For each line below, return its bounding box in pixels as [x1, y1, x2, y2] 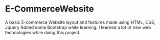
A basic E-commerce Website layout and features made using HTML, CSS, [5, 19, 156, 25]
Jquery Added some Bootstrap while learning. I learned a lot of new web [5, 24, 151, 30]
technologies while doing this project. [5, 29, 81, 35]
